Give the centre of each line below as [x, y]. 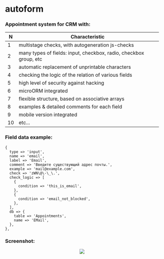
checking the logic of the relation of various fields [76, 75]
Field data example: [29, 137]
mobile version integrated [48, 115]
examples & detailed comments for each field [71, 107]
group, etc [31, 59]
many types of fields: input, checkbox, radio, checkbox [82, 53]
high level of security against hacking [61, 83]
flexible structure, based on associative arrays [72, 99]
